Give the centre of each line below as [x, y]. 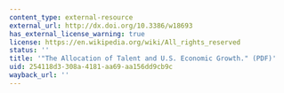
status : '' [29, 50]
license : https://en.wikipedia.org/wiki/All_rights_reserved [125, 42]
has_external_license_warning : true [77, 34]
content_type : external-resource [71, 17]
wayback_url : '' [39, 75]
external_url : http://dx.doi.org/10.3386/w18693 [101, 26]
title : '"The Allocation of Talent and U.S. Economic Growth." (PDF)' [143, 58]
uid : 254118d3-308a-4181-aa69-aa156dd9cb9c [91, 67]
